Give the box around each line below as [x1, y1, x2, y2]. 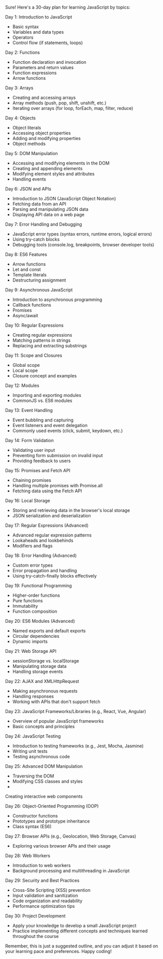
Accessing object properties [12, 130, 71, 136]
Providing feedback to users [12, 458, 71, 464]
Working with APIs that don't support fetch [12, 699, 101, 705]
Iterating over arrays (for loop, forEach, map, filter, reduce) [12, 105, 133, 111]
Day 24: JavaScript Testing [5, 733, 61, 739]
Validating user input [12, 447, 55, 453]
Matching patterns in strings [12, 337, 71, 343]
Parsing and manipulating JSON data [12, 206, 88, 212]
